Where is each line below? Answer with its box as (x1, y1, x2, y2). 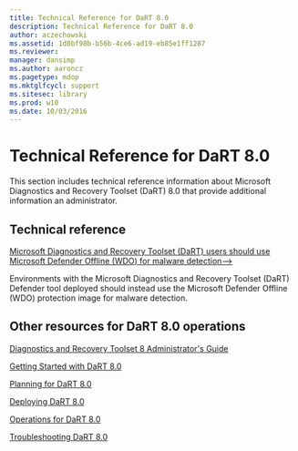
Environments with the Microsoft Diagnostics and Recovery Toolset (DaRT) (9, 273, 290, 283)
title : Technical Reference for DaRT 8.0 (9, 13, 170, 23)
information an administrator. (9, 195, 118, 206)
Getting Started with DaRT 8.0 (9, 361, 122, 372)
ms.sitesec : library (9, 89, 88, 98)
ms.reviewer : (9, 47, 59, 56)
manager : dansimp (9, 56, 76, 65)
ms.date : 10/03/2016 (9, 107, 88, 116)
